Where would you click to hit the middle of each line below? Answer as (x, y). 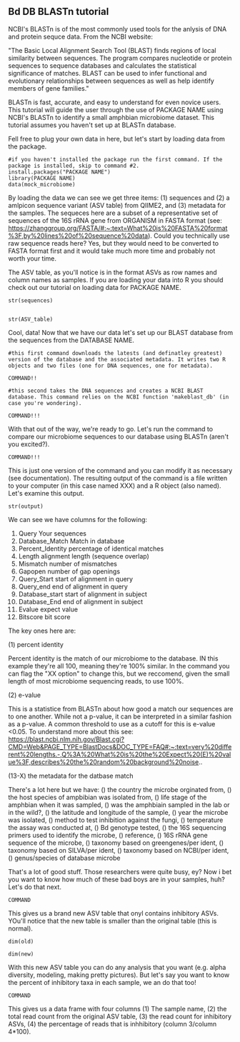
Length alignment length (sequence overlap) (84, 556)
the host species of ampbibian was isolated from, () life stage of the (107, 797)
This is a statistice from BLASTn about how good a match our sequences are (121, 708)
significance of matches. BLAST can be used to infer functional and (107, 73)
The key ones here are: (42, 631)
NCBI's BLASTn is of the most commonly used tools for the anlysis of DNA (117, 29)
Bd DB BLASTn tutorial (59, 12)
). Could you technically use (189, 236)
